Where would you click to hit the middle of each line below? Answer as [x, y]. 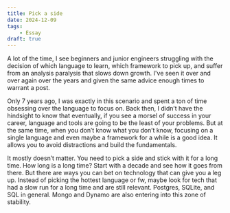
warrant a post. [28, 88]
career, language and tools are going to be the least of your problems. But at [115, 123]
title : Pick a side [35, 13]
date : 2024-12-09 [32, 20]
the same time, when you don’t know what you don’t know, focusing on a [110, 131]
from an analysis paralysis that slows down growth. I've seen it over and [109, 74]
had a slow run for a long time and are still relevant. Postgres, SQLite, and [111, 188]
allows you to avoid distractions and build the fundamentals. [92, 145]
